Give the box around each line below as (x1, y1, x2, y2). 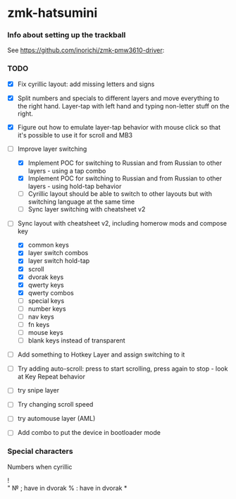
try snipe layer (17, 386, 60, 395)
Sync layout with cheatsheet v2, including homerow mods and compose (17, 219, 228, 228)
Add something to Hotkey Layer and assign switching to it (17, 350, 185, 359)
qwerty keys (27, 281, 65, 289)
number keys (27, 304, 66, 313)
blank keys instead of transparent (27, 336, 125, 345)
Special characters (7, 446, 73, 456)
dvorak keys (27, 273, 64, 281)
